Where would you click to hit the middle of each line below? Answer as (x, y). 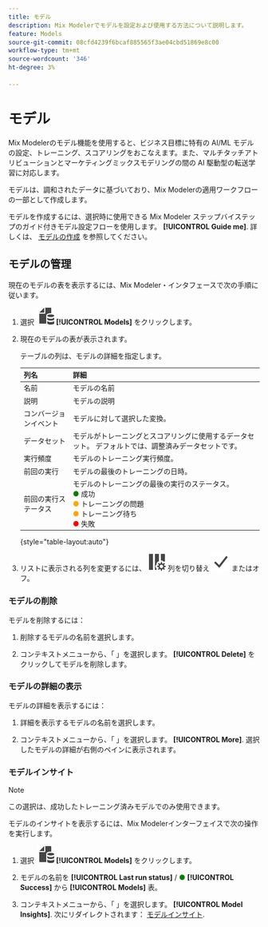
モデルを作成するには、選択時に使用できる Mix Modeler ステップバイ (122, 217)
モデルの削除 (33, 601)
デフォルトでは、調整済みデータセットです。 (168, 446)
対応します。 (43, 173)
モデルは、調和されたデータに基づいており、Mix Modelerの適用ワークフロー (133, 189)
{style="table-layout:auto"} (64, 542)
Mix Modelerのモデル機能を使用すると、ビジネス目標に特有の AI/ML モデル (131, 142)
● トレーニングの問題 (108, 503)
